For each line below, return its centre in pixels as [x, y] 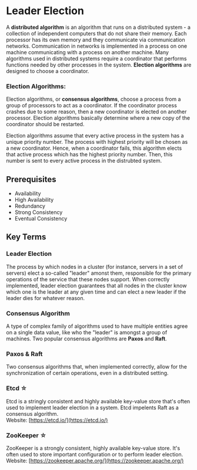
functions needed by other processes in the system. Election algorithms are [99, 65]
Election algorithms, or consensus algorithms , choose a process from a [94, 99]
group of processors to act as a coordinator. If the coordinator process [92, 106]
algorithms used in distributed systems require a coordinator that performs [96, 58]
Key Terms [26, 237]
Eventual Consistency [41, 219]
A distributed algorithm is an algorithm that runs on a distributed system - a [98, 27]
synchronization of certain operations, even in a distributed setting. [87, 373]
